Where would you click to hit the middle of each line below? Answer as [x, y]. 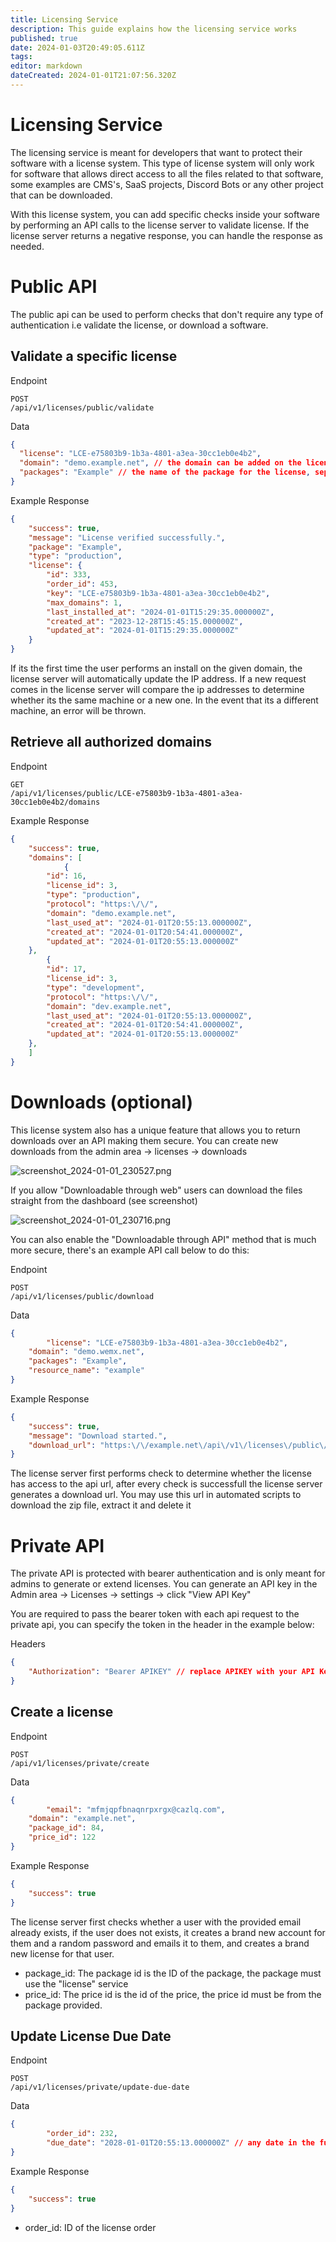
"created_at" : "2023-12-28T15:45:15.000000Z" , [145, 621]
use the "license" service [76, 1983]
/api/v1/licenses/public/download [82, 1296]
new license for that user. [62, 1953]
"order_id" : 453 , [82, 584]
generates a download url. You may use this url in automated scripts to [156, 1495]
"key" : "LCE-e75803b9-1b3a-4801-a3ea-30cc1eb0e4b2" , [158, 593]
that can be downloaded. [61, 195]
